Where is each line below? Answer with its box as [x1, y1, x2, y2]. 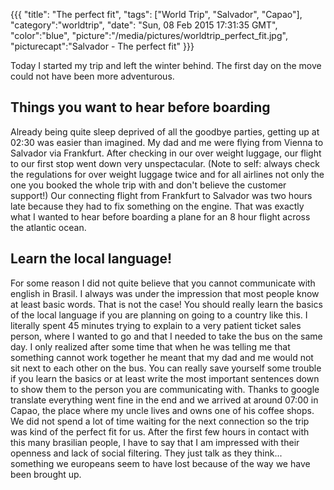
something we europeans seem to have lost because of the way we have [10, 457, 311, 469]
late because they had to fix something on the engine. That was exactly [10, 200, 305, 212]
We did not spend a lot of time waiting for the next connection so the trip [10, 415, 310, 427]
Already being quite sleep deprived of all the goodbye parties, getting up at [10, 125, 320, 138]
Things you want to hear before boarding [10, 99, 271, 116]
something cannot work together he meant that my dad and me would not [10, 351, 314, 363]
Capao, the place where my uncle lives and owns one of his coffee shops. [10, 404, 315, 416]
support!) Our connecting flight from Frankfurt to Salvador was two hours [10, 189, 313, 201]
